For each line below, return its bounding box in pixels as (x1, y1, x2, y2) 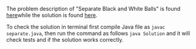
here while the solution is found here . (6, 11, 98, 19)
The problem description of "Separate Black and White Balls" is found (6, 5, 181, 12)
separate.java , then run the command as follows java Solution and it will (6, 30, 190, 37)
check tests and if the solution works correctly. (6, 36, 124, 43)
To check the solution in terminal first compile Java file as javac (6, 24, 166, 30)
